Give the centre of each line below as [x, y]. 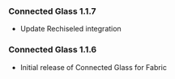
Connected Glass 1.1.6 [53, 50]
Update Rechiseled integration [70, 29]
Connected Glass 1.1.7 [52, 11]
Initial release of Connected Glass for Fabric [94, 67]
